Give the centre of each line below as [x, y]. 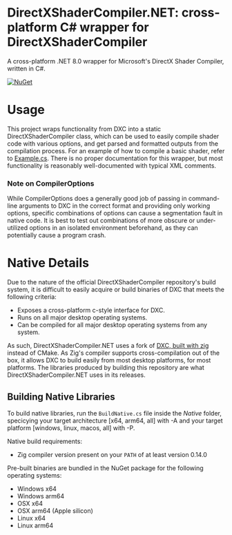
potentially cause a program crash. [57, 235]
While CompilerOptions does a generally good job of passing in [97, 199]
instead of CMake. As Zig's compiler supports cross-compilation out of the [113, 353]
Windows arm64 [41, 496]
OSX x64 [30, 503]
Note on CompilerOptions [51, 183]
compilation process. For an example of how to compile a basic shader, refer [116, 150]
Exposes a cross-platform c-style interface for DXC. [91, 310]
